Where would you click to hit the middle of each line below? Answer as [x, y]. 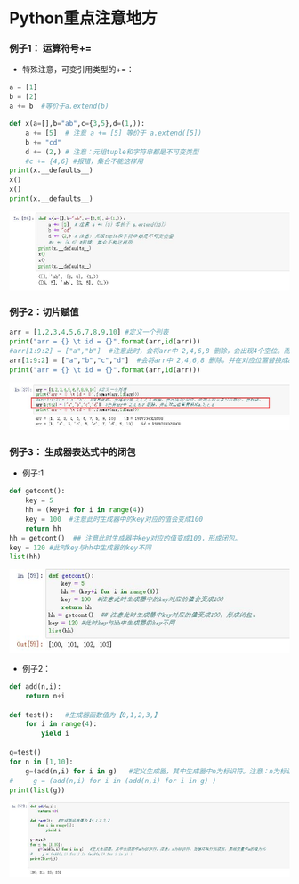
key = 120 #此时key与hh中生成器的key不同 [80, 548]
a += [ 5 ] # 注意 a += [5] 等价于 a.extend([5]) [113, 133]
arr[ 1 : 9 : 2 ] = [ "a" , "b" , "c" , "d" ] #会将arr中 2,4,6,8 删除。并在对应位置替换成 [149, 360]
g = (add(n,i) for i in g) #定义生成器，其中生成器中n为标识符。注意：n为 [153, 771]
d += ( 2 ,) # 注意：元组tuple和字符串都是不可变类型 [112, 152]
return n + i [45, 696]
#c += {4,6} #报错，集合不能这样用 [85, 161]
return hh [44, 529]
